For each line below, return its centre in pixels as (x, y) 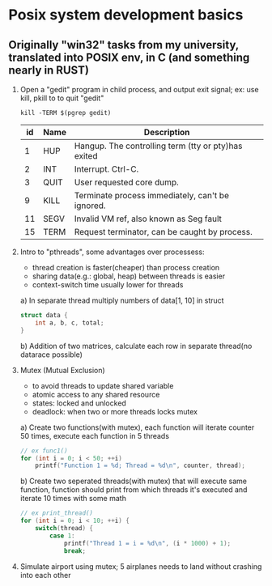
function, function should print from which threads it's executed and (134, 490)
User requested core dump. (127, 182)
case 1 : (62, 536)
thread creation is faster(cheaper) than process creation (126, 268)
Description (167, 132)
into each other (45, 575)
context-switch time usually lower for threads (108, 285)
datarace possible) (51, 355)
